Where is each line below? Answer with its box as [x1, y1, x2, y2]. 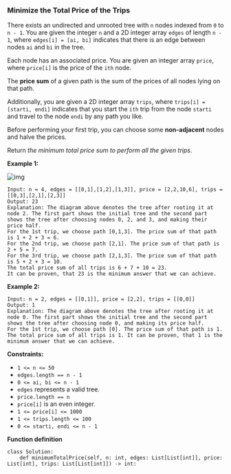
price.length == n [16, 394, 70, 401]
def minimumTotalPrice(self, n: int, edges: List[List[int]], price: [19, 455, 223, 462]
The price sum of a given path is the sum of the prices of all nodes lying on [7, 77, 221, 85]
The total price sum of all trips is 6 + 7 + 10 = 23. [7, 264, 168, 272]
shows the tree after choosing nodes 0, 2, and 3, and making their [7, 216, 208, 224]
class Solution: [7, 449, 54, 455]
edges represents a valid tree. [16, 385, 100, 394]
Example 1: [7, 160, 39, 168]
